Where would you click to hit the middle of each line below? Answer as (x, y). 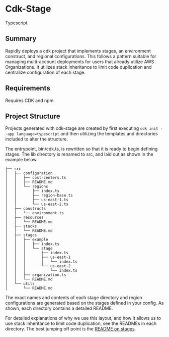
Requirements (28, 88)
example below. (21, 160)
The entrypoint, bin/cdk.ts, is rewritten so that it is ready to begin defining (81, 149)
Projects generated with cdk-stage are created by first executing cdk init (82, 128)
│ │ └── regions (27, 187)
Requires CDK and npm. (30, 100)
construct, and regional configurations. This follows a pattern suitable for (81, 56)
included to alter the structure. (37, 139)
